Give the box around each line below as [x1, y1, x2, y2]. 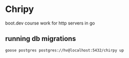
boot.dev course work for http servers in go [5, 20, 95, 26]
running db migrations [5, 34, 76, 43]
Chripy [5, 3, 34, 15]
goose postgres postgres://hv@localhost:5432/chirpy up [5, 47, 124, 53]
